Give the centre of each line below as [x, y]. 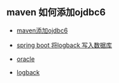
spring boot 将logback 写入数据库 [64, 45]
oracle [26, 59]
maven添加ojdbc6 [42, 30]
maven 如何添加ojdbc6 [56, 12]
